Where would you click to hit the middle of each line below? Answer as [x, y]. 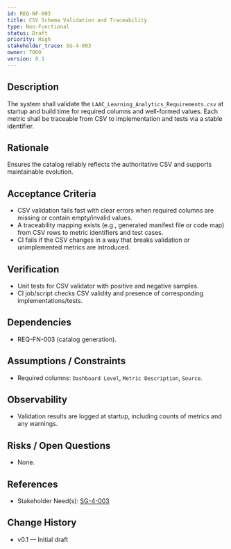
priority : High [29, 40]
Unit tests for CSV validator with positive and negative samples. [108, 286]
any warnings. [37, 424]
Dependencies [39, 323]
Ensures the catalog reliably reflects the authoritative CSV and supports [110, 165]
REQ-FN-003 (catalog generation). [67, 339]
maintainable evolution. [41, 172]
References [33, 484]
